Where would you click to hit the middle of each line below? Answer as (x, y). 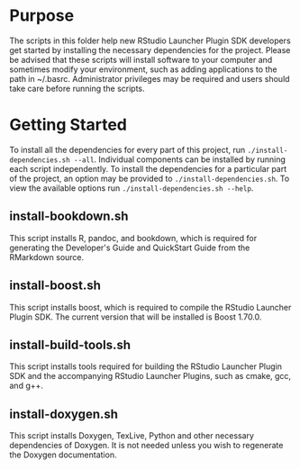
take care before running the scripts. (77, 88)
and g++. (26, 386)
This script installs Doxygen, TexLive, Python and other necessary (132, 436)
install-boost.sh (55, 286)
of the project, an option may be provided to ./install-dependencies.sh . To (150, 178)
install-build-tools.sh (70, 344)
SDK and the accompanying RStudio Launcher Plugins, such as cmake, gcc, (150, 376)
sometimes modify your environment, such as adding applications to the (143, 69)
